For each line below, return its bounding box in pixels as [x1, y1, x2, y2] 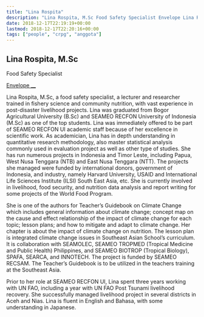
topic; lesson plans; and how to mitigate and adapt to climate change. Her [6, 221, 191, 228]
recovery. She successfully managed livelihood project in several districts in [6, 290, 196, 298]
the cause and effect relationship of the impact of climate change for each [6, 215, 192, 222]
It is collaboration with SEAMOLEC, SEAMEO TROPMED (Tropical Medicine [6, 240, 193, 247]
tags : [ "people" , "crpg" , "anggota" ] [6, 32, 102, 38]
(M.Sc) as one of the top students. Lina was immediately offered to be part [6, 119, 193, 126]
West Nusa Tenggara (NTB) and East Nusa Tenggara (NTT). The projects [6, 158, 189, 165]
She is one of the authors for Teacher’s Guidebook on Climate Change [6, 201, 182, 209]
